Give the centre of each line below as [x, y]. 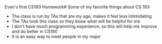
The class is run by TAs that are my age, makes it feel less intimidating [82, 16]
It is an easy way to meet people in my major [56, 36]
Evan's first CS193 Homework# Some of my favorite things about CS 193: [78, 7]
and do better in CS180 [34, 31]
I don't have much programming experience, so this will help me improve [84, 26]
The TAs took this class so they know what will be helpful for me [76, 21]
